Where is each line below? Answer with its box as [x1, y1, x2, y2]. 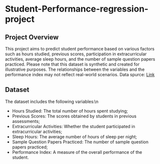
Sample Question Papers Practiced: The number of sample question [12, 139, 149, 145]
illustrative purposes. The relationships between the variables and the [5, 66, 145, 72]
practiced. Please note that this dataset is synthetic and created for [5, 62, 140, 67]
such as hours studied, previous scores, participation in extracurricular [5, 51, 147, 57]
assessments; [12, 118, 40, 124]
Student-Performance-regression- [5, 3, 149, 15]
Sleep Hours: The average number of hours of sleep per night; [12, 133, 137, 139]
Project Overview [5, 33, 59, 41]
